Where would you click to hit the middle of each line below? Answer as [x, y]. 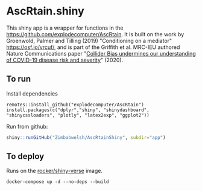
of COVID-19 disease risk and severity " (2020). [65, 60]
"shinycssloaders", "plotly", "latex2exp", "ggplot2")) [78, 115]
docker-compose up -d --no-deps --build [58, 182]
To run [19, 79]
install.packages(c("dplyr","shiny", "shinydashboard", [78, 110]
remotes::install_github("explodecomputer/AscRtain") [75, 105]
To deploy [25, 156]
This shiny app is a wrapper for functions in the [65, 28]
